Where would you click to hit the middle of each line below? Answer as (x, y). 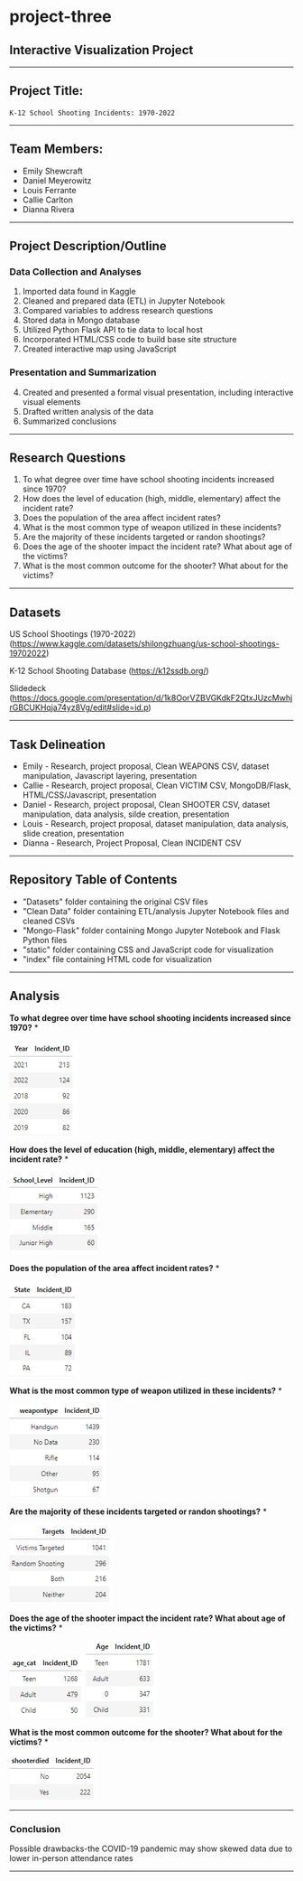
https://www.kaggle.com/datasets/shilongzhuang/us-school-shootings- (146, 644)
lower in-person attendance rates (71, 1858)
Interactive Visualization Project (101, 50)
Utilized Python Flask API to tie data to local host (112, 330)
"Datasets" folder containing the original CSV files (115, 902)
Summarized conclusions (69, 421)
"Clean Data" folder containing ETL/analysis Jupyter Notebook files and (156, 911)
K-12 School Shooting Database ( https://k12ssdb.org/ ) (109, 671)
